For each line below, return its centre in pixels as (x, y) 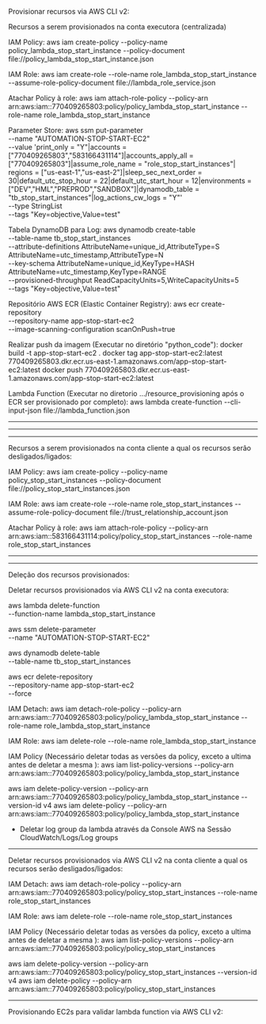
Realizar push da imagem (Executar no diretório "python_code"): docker (125, 345)
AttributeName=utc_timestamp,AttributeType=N (86, 255)
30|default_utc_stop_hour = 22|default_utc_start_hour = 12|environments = (130, 181)
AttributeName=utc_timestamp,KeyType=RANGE (87, 272)
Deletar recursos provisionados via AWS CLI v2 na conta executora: (119, 590)
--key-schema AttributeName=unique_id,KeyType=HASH (102, 263)
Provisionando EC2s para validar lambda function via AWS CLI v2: (116, 1012)
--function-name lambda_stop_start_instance (82, 614)
